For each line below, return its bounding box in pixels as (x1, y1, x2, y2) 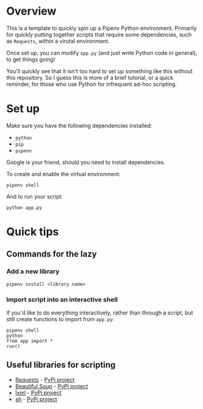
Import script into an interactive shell (6, 295, 118, 304)
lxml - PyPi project (15, 389, 62, 396)
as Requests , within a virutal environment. (6, 37, 110, 44)
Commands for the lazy (6, 249, 98, 260)
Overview (6, 4, 57, 18)
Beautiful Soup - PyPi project (15, 382, 88, 389)
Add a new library (6, 267, 60, 276)
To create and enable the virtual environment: (6, 170, 121, 177)
